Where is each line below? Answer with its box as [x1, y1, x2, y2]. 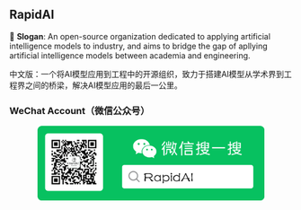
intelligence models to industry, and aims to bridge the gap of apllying [9, 40, 268, 51]
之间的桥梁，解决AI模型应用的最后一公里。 [24, 80, 182, 91]
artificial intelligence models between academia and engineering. [9, 49, 251, 61]
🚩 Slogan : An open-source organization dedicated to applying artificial [9, 31, 271, 41]
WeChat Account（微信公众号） [9, 104, 150, 117]
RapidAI [9, 7, 55, 22]
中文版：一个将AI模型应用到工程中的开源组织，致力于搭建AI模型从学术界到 [9, 68, 285, 79]
